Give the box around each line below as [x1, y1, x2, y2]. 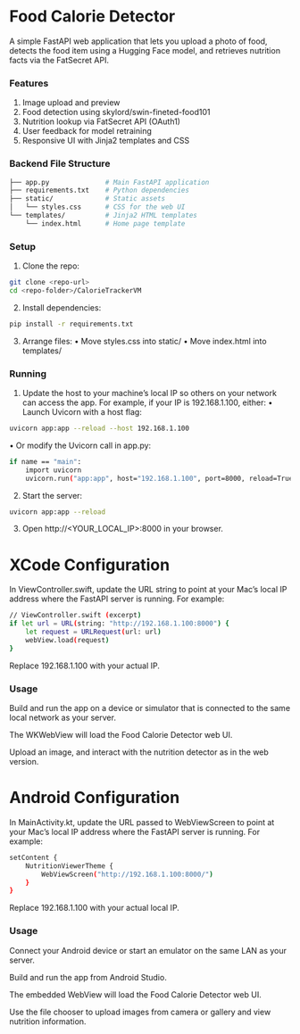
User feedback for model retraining [21, 126, 152, 136]
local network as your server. [9, 712, 116, 723]
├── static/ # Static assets [9, 194, 166, 203]
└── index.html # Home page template [25, 219, 186, 228]
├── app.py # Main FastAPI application [9, 178, 210, 186]
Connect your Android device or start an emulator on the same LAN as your [9, 945, 287, 955]
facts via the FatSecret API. [9, 54, 110, 65]
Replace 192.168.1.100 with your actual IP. [9, 660, 161, 671]
